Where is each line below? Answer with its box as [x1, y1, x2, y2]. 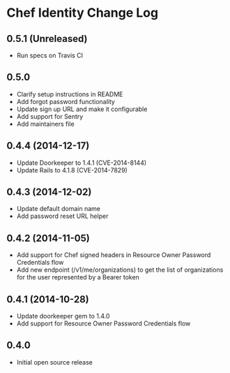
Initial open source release [16, 358, 93, 366]
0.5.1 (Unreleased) [6, 33, 88, 45]
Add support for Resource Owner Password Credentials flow [16, 319, 191, 328]
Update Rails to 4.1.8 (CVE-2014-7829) [16, 166, 128, 174]
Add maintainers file [16, 119, 75, 128]
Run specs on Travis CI [16, 51, 84, 59]
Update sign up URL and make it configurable [16, 105, 148, 113]
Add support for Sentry [16, 112, 84, 120]
